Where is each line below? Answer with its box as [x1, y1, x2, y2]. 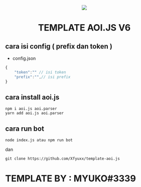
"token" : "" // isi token [14, 69, 66, 75]
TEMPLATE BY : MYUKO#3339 [5, 173, 136, 184]
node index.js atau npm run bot [5, 138, 73, 143]
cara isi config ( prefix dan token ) [5, 42, 113, 50]
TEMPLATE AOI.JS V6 [38, 22, 131, 34]
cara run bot [5, 124, 44, 133]
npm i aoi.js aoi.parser [5, 106, 57, 112]
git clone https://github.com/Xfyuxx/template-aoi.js [5, 156, 120, 161]
